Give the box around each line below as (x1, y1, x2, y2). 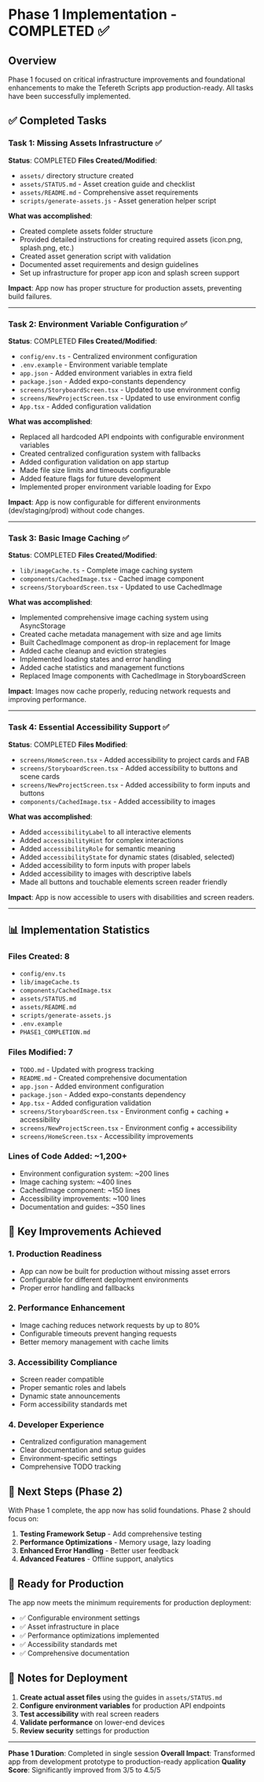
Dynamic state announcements (19, 1392, 120, 1401)
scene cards (19, 771, 60, 781)
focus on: (8, 1514, 39, 1524)
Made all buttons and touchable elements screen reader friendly (19, 877, 228, 887)
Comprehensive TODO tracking (19, 1462, 122, 1472)
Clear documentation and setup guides (19, 1445, 146, 1455)
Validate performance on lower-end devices (19, 1718, 165, 1727)
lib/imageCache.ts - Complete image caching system (19, 565, 193, 575)
